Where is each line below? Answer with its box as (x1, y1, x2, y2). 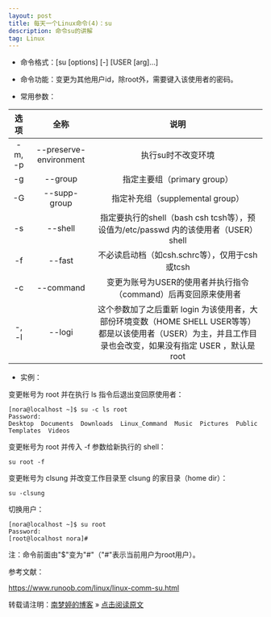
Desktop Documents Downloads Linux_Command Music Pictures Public (8, 420, 258, 428)
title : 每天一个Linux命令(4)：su (8, 19, 112, 27)
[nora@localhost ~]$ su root (8, 521, 106, 529)
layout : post (8, 11, 52, 20)
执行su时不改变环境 (140, 150, 215, 161)
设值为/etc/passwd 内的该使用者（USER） (98, 224, 258, 236)
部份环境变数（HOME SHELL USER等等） (99, 316, 256, 327)
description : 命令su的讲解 (8, 27, 93, 35)
